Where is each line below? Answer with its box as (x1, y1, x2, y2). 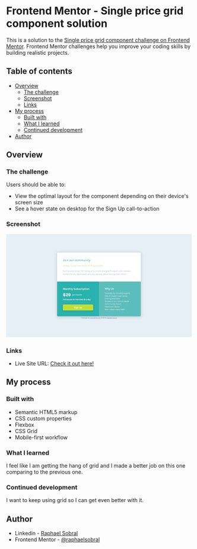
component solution (6, 17, 108, 30)
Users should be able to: (6, 181, 66, 188)
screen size (14, 199, 43, 206)
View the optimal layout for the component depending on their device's (14, 193, 189, 200)
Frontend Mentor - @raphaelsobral (14, 536, 100, 543)
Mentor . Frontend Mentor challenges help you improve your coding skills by (6, 43, 191, 50)
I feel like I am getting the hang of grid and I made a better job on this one (6, 462, 186, 469)
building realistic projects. (6, 49, 69, 56)
